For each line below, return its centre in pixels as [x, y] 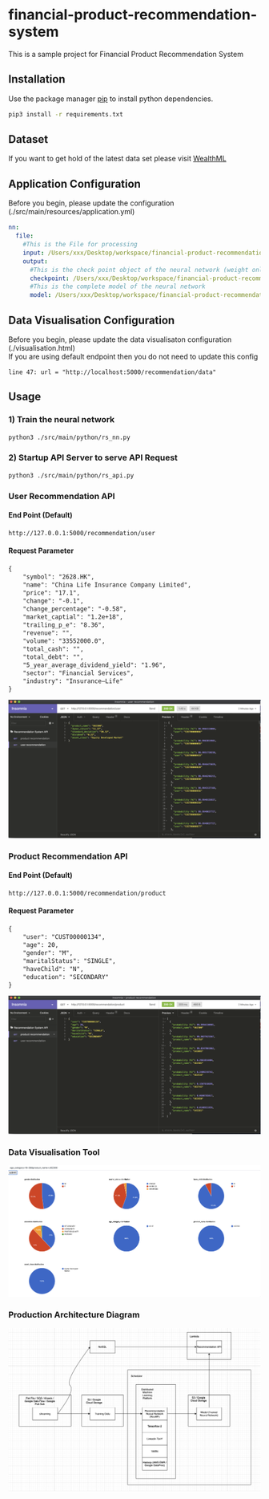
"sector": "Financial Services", [78, 673]
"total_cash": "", [53, 649]
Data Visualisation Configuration [92, 320]
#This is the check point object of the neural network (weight [139, 270]
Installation [37, 79]
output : [35, 261]
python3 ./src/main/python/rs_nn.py [69, 437]
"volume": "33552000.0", [64, 641]
